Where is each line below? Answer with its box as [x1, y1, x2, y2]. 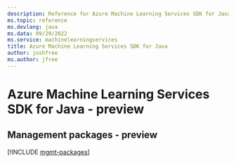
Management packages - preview [7, 129, 158, 141]
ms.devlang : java [7, 23, 58, 30]
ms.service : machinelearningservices [7, 37, 118, 44]
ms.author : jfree [7, 56, 58, 63]
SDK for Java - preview [7, 101, 145, 117]
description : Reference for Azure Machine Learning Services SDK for [7, 10, 216, 18]
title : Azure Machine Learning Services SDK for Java [7, 43, 169, 50]
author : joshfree [7, 50, 58, 57]
